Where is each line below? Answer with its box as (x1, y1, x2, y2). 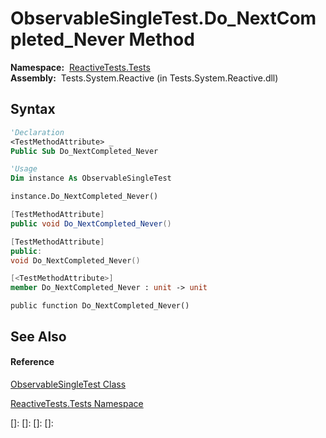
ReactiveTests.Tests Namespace (10, 397, 144, 409)
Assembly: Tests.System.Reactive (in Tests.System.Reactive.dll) (10, 72, 279, 84)
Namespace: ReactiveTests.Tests (10, 61, 151, 73)
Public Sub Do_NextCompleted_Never (10, 146, 159, 156)
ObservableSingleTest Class (10, 378, 127, 390)
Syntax (10, 101, 56, 118)
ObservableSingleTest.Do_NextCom (10, 7, 317, 30)
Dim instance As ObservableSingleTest (10, 173, 172, 184)
